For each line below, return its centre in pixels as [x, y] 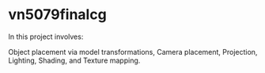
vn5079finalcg [57, 15]
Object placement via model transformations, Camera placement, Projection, [133, 52]
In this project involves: [46, 36]
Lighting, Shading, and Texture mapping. [74, 60]
